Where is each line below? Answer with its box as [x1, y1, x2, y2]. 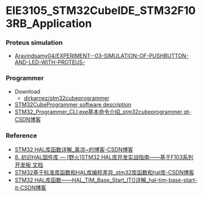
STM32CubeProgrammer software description [14, 101, 132, 108]
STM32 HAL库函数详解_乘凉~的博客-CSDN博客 [14, 146, 134, 153]
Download [14, 88, 41, 95]
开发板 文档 [14, 161, 43, 168]
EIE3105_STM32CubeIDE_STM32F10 [5, 4, 196, 18]
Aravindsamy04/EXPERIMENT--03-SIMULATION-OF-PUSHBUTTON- [14, 52, 189, 60]
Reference [5, 131, 37, 140]
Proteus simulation [5, 38, 63, 47]
